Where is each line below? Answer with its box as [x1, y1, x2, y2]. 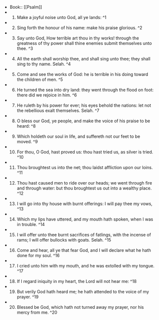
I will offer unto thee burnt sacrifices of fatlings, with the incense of [16, 232, 151, 238]
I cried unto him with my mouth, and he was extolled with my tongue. [16, 263, 155, 268]
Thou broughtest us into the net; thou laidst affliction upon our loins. [16, 165, 153, 170]
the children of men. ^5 [16, 76, 63, 82]
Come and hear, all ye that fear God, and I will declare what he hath [16, 247, 151, 253]
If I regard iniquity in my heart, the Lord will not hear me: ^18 [16, 279, 137, 284]
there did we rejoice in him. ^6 [16, 92, 77, 98]
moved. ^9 [16, 139, 38, 144]
